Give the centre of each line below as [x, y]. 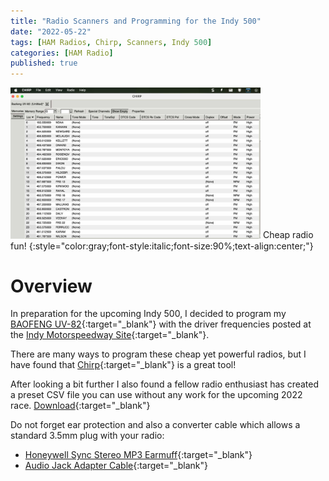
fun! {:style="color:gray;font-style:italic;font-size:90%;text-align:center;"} [162, 246]
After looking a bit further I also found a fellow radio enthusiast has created [165, 384]
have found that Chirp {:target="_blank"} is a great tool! [123, 365]
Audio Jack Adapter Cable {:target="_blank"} [116, 466]
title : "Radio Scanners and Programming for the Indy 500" [136, 21]
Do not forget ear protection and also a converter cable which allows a [155, 425]
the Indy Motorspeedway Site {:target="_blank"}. [110, 335]
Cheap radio [288, 235]
